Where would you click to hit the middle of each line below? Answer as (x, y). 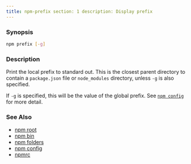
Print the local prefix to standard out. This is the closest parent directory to (96, 72)
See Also (19, 117)
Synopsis (20, 32)
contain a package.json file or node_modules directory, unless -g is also (90, 78)
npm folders (29, 142)
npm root (25, 130)
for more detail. (25, 102)
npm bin (25, 136)
